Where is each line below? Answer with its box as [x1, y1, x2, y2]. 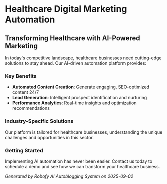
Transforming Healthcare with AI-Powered [5, 34, 141, 42]
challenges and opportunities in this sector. [5, 134, 94, 140]
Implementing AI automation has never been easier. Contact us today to [5, 158, 153, 164]
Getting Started [5, 147, 43, 154]
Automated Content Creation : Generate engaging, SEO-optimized [12, 84, 150, 90]
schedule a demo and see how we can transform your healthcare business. [5, 163, 160, 169]
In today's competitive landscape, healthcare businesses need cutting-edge [5, 55, 162, 61]
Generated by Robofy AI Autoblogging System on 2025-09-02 [5, 173, 134, 179]
